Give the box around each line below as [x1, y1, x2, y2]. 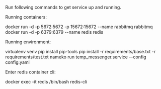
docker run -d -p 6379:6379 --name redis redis [5, 29, 104, 35]
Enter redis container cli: [5, 69, 56, 75]
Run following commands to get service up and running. [5, 5, 122, 10]
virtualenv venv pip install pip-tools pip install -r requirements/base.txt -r [5, 49, 156, 54]
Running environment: [5, 39, 51, 45]
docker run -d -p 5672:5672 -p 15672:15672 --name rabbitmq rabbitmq [5, 24, 153, 30]
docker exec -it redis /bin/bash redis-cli [5, 79, 88, 84]
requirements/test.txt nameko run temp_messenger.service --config [5, 54, 147, 60]
